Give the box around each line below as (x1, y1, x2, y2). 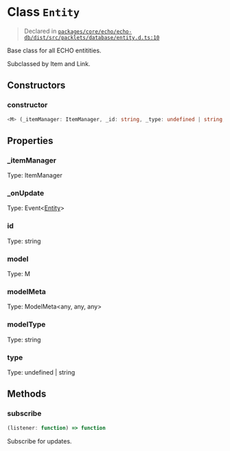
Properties (7, 135, 54, 147)
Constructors (7, 80, 66, 92)
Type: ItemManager (7, 171, 63, 180)
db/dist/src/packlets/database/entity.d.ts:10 (23, 34, 160, 41)
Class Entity (7, 4, 80, 20)
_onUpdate (7, 189, 45, 198)
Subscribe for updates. (7, 437, 72, 445)
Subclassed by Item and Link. (7, 59, 91, 67)
